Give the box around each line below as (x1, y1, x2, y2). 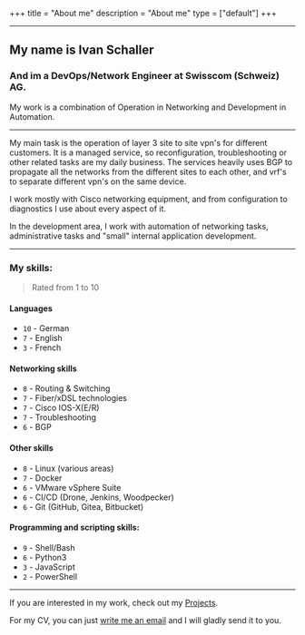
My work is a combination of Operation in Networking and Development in (9, 102, 287, 112)
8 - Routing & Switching (22, 383, 111, 394)
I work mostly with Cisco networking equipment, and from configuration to (9, 193, 288, 204)
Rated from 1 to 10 (31, 281, 100, 293)
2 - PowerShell (22, 571, 78, 581)
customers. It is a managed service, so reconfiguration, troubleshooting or (9, 147, 288, 158)
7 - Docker (22, 472, 63, 484)
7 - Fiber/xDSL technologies (22, 393, 127, 404)
